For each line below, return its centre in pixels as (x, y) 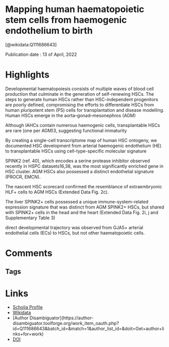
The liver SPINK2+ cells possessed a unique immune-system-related (77, 201)
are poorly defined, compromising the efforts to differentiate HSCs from (80, 105)
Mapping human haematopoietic (75, 9)
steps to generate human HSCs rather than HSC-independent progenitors (82, 99)
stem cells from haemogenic (66, 20)
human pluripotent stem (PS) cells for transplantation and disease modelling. (85, 110)
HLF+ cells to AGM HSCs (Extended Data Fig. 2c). (57, 192)
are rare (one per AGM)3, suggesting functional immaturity (66, 130)
